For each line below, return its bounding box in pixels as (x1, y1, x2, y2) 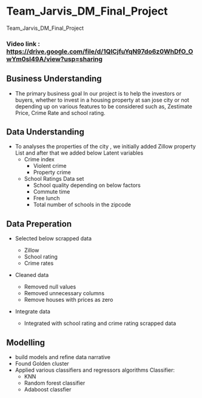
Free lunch (33, 195, 60, 202)
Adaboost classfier (24, 386, 72, 393)
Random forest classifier (24, 379, 86, 387)
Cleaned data (15, 271, 49, 279)
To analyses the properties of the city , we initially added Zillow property (15, 143, 196, 150)
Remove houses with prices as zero (24, 296, 113, 304)
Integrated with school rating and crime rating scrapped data (24, 319, 177, 327)
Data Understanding (6, 127, 85, 138)
